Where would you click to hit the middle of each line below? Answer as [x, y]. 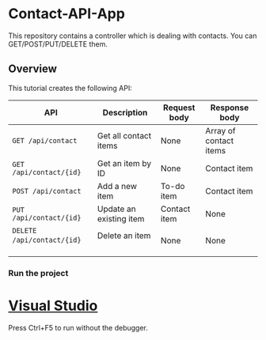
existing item [121, 218]
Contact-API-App [66, 14]
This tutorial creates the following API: [70, 88]
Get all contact [125, 135]
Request [179, 108]
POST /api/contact [47, 191]
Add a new [117, 186]
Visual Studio [53, 306]
